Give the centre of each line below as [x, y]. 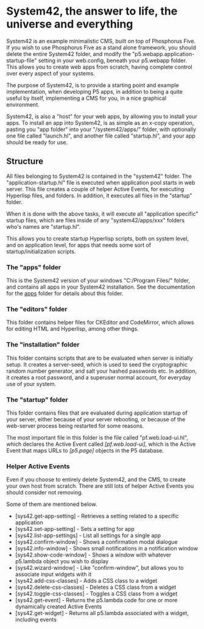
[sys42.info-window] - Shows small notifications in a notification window [107, 549]
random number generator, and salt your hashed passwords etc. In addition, [102, 371]
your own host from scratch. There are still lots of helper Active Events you [100, 486]
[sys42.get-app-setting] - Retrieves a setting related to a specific [97, 516]
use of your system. [31, 384]
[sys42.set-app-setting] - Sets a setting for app [75, 529]
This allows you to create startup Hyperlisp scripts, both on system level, [98, 238]
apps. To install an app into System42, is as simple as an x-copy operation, [100, 122]
